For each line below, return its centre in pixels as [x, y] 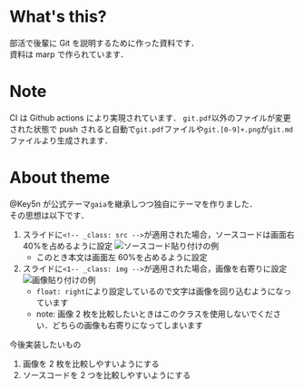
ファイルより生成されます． [61, 140]
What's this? [58, 17]
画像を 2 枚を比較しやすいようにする [91, 364]
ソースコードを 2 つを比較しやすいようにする [107, 374]
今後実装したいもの [45, 344]
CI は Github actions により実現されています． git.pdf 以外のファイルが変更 [150, 117]
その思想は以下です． [49, 215]
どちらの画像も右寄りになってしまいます [127, 325]
